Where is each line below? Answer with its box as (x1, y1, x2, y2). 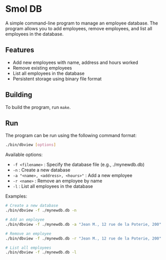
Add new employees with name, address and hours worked (12, 59, 138, 66)
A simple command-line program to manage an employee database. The (5, 20, 158, 26)
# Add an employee (5, 217, 45, 222)
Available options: (5, 151, 43, 158)
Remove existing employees (12, 64, 72, 71)
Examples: (5, 193, 27, 200)
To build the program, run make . (5, 104, 71, 110)
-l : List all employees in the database (12, 183, 93, 189)
